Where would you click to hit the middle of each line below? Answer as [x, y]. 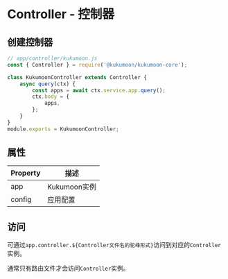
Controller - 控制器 [61, 14]
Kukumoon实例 [72, 187]
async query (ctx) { [48, 84]
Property [26, 173]
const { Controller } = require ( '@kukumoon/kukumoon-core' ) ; [97, 65]
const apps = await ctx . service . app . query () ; [99, 90]
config [21, 200]
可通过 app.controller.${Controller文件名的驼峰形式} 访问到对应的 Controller [114, 245]
